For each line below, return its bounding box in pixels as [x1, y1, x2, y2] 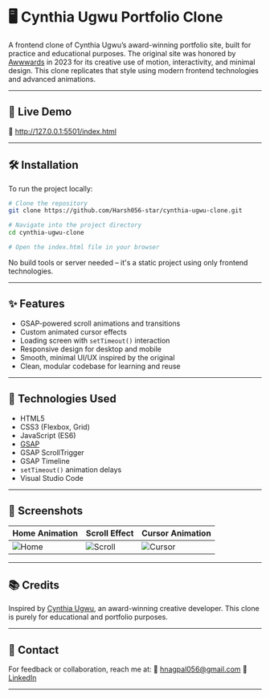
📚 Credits [8, 578, 60, 592]
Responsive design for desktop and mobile [19, 344, 162, 354]
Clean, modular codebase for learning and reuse [19, 361, 181, 371]
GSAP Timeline [19, 456, 70, 466]
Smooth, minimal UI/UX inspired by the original [19, 352, 175, 362]
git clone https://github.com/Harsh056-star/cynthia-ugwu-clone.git [8, 207, 243, 215]
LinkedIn [8, 673, 37, 682]
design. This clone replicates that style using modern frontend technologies [8, 65, 259, 75]
